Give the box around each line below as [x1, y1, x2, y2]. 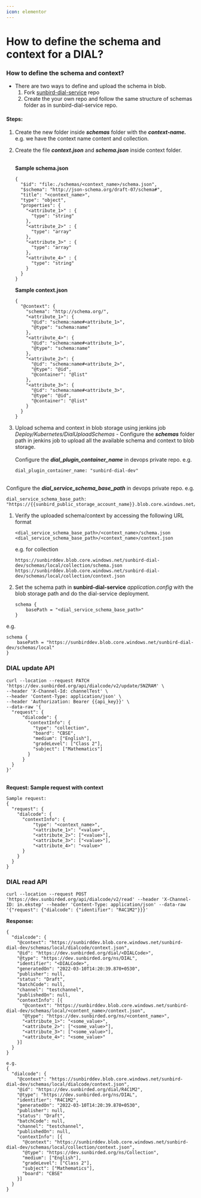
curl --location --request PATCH [6, 678, 90, 684]
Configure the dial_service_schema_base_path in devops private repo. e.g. [6, 484, 194, 492]
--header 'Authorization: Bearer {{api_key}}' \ [6, 699, 130, 705]
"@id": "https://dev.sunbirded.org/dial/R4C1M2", [17, 1086, 144, 1092]
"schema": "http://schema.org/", [26, 309, 109, 315]
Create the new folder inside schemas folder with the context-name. [14, 128, 187, 136]
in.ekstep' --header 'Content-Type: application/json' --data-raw [17, 902, 186, 908]
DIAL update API [6, 664, 55, 672]
